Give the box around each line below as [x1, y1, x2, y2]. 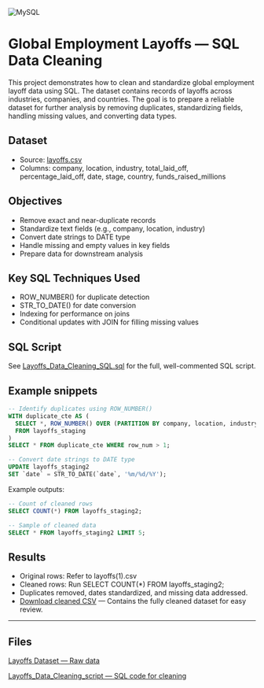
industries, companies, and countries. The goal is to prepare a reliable [8, 94, 235, 104]
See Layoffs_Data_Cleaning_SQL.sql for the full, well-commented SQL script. [8, 361, 256, 371]
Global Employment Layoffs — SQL [8, 35, 240, 53]
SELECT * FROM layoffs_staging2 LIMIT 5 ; [8, 528, 146, 537]
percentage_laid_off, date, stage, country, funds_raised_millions [19, 172, 226, 181]
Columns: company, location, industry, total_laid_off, [19, 163, 189, 172]
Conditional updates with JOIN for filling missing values [19, 317, 199, 327]
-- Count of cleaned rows [8, 500, 93, 508]
